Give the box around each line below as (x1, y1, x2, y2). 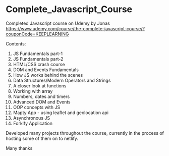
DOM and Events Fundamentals (13, 67, 79, 73)
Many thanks (6, 145, 33, 151)
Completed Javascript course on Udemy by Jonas (6, 20, 110, 26)
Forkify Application (13, 120, 52, 126)
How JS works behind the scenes (13, 72, 83, 78)
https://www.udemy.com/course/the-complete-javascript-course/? (6, 25, 145, 31)
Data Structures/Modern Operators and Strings (13, 77, 111, 83)
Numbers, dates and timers (13, 93, 70, 99)
